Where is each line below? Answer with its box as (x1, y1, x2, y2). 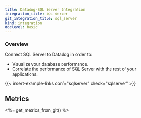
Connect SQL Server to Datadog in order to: (5, 52, 93, 58)
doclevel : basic (5, 25, 38, 30)
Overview (5, 41, 29, 48)
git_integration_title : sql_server (5, 16, 77, 21)
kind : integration (5, 20, 42, 26)
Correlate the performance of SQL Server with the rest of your (12, 66, 137, 72)
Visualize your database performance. (12, 61, 89, 67)
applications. (12, 71, 38, 77)
